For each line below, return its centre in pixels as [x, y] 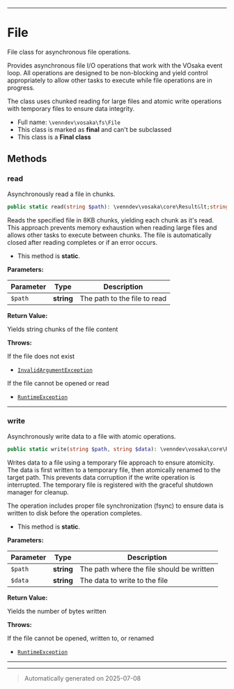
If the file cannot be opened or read [58, 383]
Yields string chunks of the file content [63, 329]
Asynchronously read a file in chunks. [61, 194]
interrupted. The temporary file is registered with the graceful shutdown [110, 485]
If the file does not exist [41, 356]
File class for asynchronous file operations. [69, 52]
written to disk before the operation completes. [75, 513]
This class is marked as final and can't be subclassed [94, 129]
